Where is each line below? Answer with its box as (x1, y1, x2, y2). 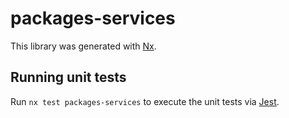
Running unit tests (10, 69, 127, 86)
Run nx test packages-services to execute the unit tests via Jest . (10, 95, 280, 107)
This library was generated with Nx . (10, 40, 157, 52)
